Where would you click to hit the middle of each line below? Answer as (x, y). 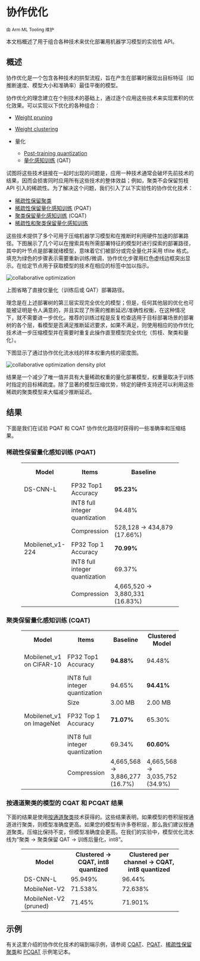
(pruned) (37, 906)
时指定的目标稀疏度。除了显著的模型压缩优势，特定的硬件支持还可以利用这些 (100, 384)
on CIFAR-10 (43, 665)
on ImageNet (42, 724)
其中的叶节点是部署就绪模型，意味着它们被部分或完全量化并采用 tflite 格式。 (99, 250)
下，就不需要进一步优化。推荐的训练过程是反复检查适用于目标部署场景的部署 (100, 317)
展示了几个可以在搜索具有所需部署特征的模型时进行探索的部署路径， (110, 243)
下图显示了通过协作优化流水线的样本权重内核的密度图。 (74, 353)
